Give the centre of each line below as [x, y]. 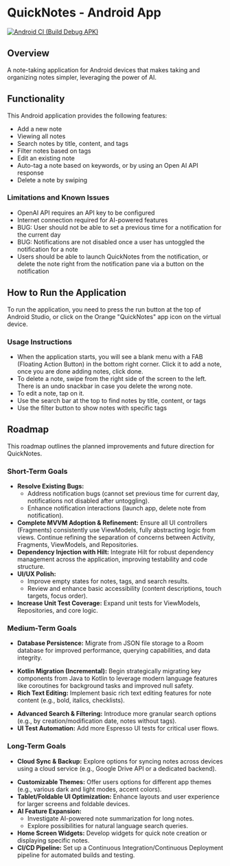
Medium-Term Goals [42, 628]
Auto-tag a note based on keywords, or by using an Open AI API [107, 165]
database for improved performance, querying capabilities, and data [114, 651]
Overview [28, 53]
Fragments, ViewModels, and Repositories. [78, 545]
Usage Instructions [39, 342]
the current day [39, 235]
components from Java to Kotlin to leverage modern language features [117, 678]
